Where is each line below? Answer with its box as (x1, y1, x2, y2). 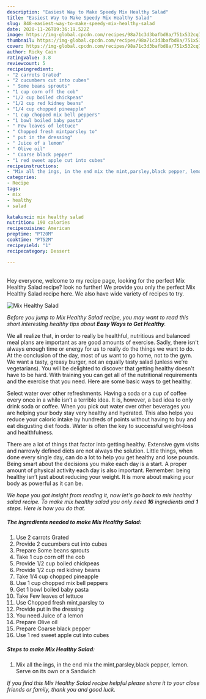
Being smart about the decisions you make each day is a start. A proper (7, 460, 187, 467)
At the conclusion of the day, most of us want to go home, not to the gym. (7, 351, 193, 359)
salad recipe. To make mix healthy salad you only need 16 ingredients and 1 (7, 498, 198, 505)
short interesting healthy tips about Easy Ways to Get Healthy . (7, 320, 166, 327)
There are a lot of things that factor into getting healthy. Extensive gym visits (7, 440, 199, 448)
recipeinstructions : (7, 163, 60, 169)
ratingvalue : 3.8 (7, 55, 51, 61)
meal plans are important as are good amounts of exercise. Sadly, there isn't (7, 338, 199, 346)
